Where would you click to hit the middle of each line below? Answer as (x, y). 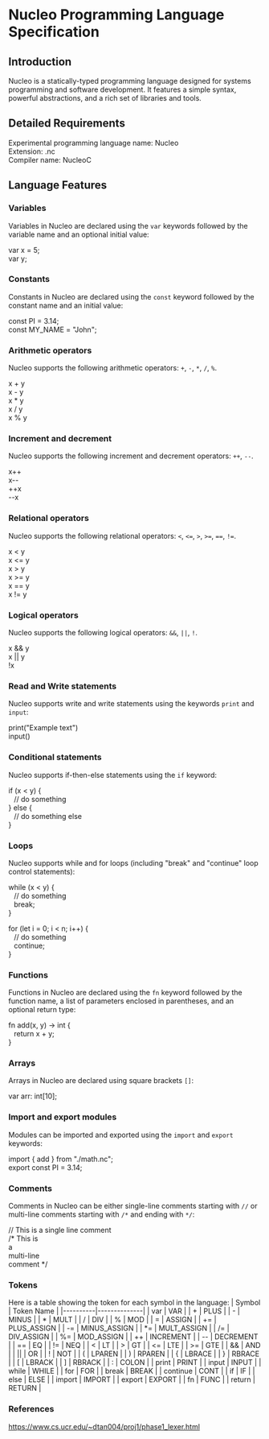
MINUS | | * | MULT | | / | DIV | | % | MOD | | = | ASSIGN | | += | (112, 1320)
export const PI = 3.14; (45, 1167)
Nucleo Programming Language (116, 15)
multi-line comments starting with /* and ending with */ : (102, 1214)
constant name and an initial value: (66, 305)
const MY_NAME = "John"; (53, 329)
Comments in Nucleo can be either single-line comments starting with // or (133, 1206)
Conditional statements (55, 757)
